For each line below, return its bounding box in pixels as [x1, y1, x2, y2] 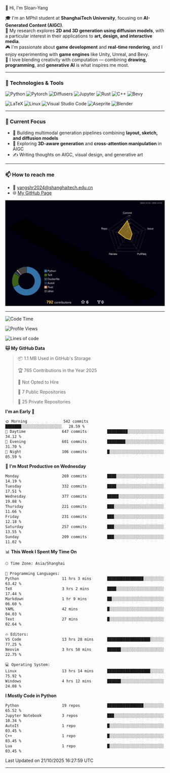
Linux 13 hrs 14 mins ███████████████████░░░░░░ [5, 669, 164, 674]
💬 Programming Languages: [5, 571, 60, 577]
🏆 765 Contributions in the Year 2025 [17, 368, 97, 374]
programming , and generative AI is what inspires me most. [5, 62, 130, 68]
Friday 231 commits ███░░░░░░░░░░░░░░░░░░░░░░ [5, 514, 164, 519]
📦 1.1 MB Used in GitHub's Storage [17, 355, 91, 361]
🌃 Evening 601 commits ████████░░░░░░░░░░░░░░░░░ [5, 439, 164, 444]
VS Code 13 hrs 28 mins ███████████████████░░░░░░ [5, 637, 164, 642]
